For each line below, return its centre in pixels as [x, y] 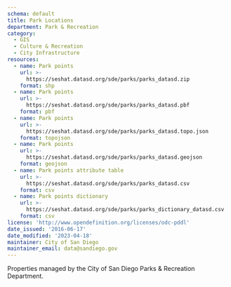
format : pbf [37, 112]
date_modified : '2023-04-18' [50, 236]
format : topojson [45, 138]
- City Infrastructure [47, 53]
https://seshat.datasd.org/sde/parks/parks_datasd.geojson [114, 158]
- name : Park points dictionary [61, 196]
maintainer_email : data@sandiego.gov [62, 249]
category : [22, 33]
